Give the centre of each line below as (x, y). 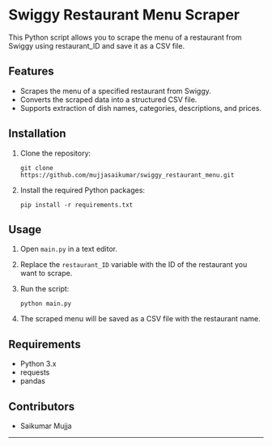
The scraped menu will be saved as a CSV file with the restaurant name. (140, 319)
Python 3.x (38, 364)
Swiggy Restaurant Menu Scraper (124, 15)
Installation (37, 134)
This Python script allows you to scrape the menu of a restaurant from (125, 37)
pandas (33, 381)
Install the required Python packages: (83, 190)
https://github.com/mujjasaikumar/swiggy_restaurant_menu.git (127, 175)
